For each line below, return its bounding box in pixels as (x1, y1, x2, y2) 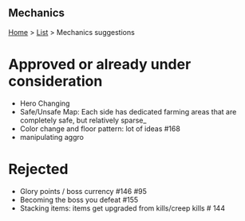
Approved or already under (8, 56, 192, 73)
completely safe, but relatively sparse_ (19, 115, 147, 125)
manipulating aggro (19, 132, 84, 142)
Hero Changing (19, 99, 70, 108)
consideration (8, 72, 103, 90)
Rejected (8, 160, 69, 178)
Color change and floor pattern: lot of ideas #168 (19, 123, 181, 134)
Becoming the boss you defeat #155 (19, 195, 139, 204)
